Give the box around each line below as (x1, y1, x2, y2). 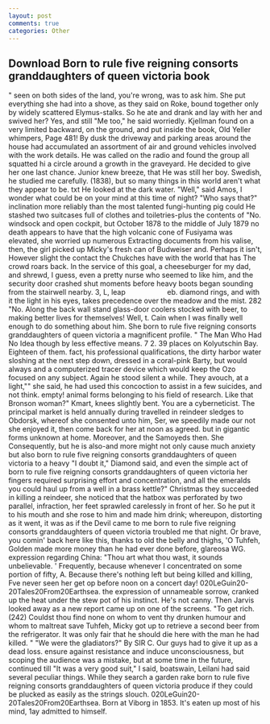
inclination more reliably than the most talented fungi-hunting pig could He (8, 202, 255, 212)
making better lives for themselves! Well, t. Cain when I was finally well (8, 313, 243, 323)
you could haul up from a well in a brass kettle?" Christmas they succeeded (8, 484, 260, 494)
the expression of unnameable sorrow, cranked (102, 587, 260, 597)
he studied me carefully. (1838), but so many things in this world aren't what (8, 176, 261, 186)
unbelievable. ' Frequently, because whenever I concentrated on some (8, 561, 243, 571)
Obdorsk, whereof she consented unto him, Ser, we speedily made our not (8, 416, 256, 425)
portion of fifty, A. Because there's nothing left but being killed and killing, (8, 569, 253, 580)
